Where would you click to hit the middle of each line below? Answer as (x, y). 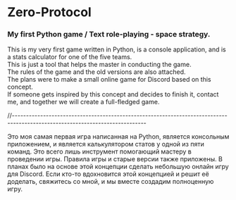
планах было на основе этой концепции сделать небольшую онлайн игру (118, 167)
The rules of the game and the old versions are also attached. (97, 72)
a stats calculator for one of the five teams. (70, 57)
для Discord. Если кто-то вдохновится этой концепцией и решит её (108, 174)
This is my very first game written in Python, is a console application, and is (117, 49)
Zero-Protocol (49, 12)
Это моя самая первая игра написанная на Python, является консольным (118, 137)
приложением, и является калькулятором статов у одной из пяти (106, 144)
